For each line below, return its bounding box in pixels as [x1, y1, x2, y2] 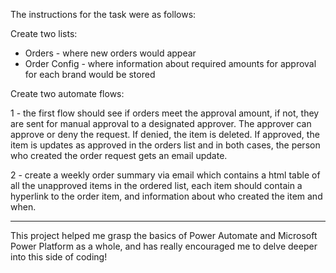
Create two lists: [10, 28, 78, 39]
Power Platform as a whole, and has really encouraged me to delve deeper [10, 240, 318, 252]
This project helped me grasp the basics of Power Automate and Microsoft [10, 230, 318, 241]
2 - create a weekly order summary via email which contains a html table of [10, 169, 321, 181]
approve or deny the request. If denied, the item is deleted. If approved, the [10, 129, 320, 140]
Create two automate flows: [10, 88, 125, 99]
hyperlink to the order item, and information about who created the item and [10, 190, 323, 202]
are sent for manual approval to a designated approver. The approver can [10, 118, 312, 129]
